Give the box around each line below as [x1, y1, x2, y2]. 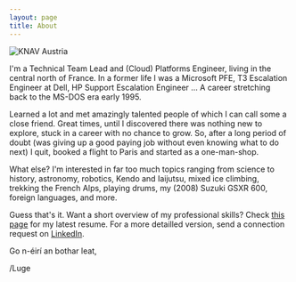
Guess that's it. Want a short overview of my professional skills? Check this [9, 209, 285, 220]
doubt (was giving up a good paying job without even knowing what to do [9, 137, 279, 148]
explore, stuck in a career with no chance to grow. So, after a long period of [9, 127, 287, 138]
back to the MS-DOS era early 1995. [9, 91, 142, 102]
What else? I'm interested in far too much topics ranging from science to [9, 164, 275, 174]
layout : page [9, 12, 58, 22]
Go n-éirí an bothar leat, [9, 246, 97, 256]
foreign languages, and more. [9, 192, 118, 203]
